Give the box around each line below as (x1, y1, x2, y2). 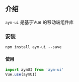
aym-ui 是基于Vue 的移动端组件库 (5, 19, 74, 25)
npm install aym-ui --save (5, 45, 62, 50)
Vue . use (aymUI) (5, 72, 37, 77)
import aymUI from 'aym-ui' (5, 67, 64, 72)
